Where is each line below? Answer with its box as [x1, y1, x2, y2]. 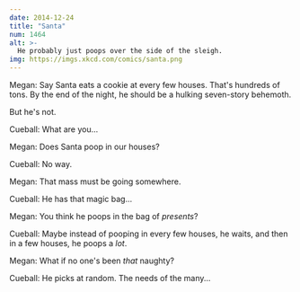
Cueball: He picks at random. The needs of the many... [9, 273, 211, 283]
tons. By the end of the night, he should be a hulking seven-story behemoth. [9, 89, 292, 100]
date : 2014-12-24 [9, 13, 75, 22]
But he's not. [9, 107, 57, 117]
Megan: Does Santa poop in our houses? [9, 141, 160, 152]
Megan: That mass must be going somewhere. [9, 176, 181, 187]
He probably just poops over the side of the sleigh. [17, 47, 223, 56]
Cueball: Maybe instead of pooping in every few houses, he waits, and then [9, 228, 289, 239]
